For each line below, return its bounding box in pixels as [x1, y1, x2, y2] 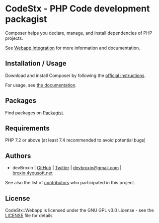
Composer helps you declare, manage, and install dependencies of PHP [5, 30, 153, 36]
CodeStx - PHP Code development [5, 3, 150, 14]
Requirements [5, 124, 50, 132]
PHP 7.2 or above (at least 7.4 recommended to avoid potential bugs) [5, 137, 146, 143]
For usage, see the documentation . [5, 82, 77, 88]
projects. [5, 35, 23, 41]
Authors [5, 151, 31, 160]
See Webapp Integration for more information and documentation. [5, 45, 141, 51]
